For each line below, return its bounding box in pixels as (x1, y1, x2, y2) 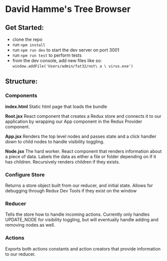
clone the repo (12, 36, 43, 42)
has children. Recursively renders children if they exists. (5, 159, 120, 165)
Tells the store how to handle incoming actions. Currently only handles (5, 211, 150, 217)
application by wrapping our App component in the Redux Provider (5, 118, 143, 124)
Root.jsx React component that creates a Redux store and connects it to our (5, 113, 162, 119)
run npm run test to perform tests (12, 52, 82, 58)
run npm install (12, 42, 46, 48)
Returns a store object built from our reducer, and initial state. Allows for (5, 182, 153, 188)
